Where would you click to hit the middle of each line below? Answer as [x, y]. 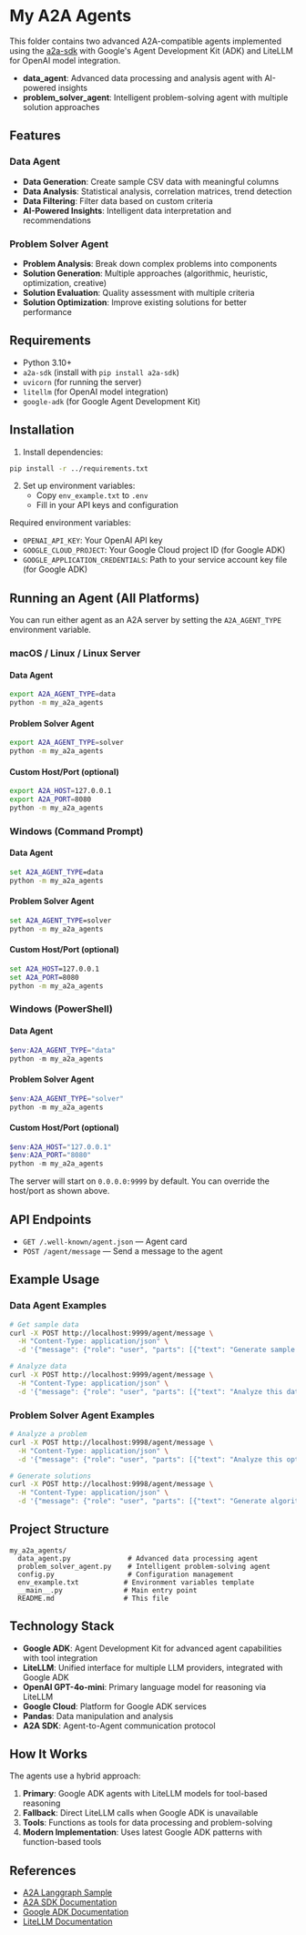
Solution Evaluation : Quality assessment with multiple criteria [138, 292]
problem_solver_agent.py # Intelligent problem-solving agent [144, 1566]
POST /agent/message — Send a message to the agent [122, 1251]
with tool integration [60, 1657]
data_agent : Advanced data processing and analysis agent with [142, 77]
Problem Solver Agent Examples [82, 1415]
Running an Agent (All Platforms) [105, 598]
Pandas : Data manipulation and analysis [98, 1716]
